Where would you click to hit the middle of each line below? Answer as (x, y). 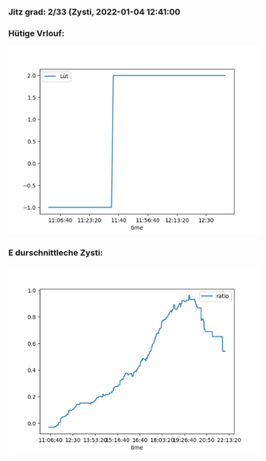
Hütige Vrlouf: (37, 33)
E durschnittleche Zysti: (56, 253)
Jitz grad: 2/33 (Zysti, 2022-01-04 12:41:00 (94, 12)
